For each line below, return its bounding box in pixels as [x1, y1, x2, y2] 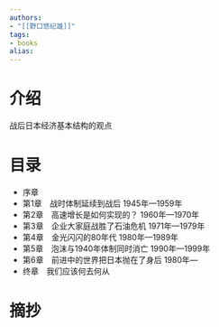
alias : [9, 47, 34, 56]
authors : [9, 13, 42, 23]
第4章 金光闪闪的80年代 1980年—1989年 [22, 232, 178, 242]
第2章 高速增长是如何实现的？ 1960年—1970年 [22, 210, 200, 220]
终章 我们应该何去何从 [22, 266, 110, 276]
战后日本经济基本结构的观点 [9, 120, 113, 131]
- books [9, 38, 39, 48]
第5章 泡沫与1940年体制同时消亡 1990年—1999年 [22, 243, 210, 254]
